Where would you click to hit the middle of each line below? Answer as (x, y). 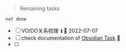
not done (16, 19)
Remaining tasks (39, 8)
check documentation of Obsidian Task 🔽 (71, 38)
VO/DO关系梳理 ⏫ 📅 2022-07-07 (60, 31)
